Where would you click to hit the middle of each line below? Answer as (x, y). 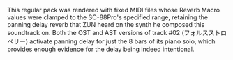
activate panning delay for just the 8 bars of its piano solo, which (122, 41)
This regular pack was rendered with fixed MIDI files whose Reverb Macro (114, 10)
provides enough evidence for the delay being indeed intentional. (101, 49)
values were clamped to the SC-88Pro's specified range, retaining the (107, 17)
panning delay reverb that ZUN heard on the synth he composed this (106, 24)
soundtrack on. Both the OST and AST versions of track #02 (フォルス (108, 33)
